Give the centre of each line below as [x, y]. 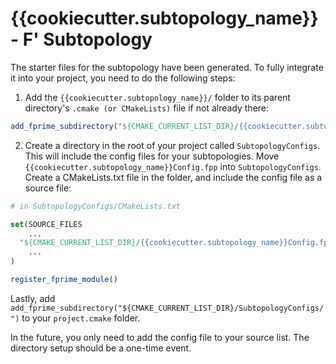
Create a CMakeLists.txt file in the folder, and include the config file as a [173, 177]
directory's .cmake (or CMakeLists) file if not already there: [147, 108]
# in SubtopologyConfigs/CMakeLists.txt [96, 206]
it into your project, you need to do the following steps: [123, 78]
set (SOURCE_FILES [46, 224]
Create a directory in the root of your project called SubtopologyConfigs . [172, 145]
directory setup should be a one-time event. [101, 348]
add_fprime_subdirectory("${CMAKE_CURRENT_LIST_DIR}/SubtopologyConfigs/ [167, 308]
